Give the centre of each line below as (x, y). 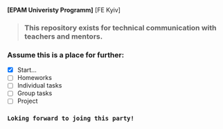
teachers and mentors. (63, 36)
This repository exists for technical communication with (120, 28)
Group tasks (35, 93)
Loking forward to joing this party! (71, 119)
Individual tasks (39, 86)
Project (27, 101)
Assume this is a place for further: (66, 54)
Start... (27, 70)
